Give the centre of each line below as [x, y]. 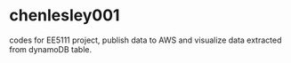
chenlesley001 [65, 16]
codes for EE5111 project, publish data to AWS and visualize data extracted [145, 40]
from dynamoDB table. [50, 49]
